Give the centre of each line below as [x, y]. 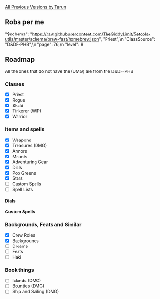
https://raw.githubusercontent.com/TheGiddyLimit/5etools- [91, 34]
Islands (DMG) [27, 281]
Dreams [20, 246]
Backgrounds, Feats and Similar [43, 225]
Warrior [20, 117]
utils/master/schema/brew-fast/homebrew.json [52, 39]
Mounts [20, 156]
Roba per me [25, 22]
